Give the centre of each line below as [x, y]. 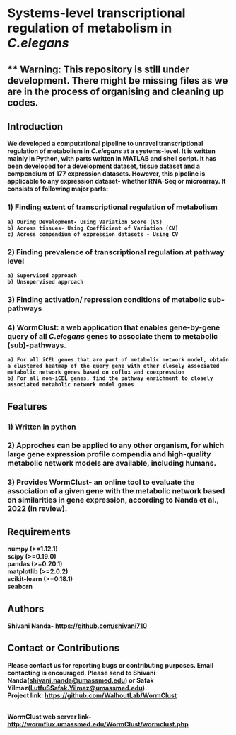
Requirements [39, 532]
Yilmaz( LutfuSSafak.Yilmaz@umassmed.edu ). [77, 688]
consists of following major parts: [58, 189]
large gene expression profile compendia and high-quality [109, 454]
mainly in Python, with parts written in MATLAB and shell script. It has [112, 159]
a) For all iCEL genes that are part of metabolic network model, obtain [118, 360]
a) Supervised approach [42, 275]
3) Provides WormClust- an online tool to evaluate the [101, 482]
